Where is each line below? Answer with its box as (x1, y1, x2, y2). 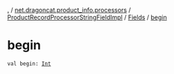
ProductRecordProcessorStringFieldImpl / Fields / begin (7, 13, 167, 21)
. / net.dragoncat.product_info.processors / (7, 6, 131, 14)
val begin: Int (7, 60, 52, 67)
